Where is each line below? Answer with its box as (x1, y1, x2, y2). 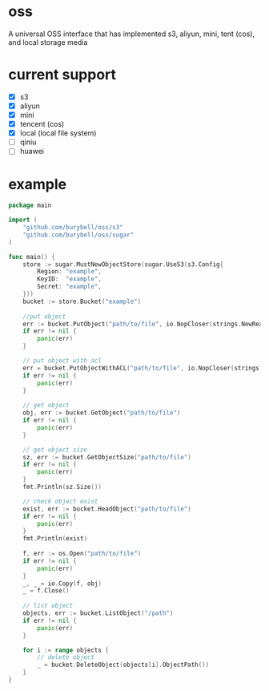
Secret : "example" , (37, 283, 102, 291)
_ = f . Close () (22, 587, 70, 595)
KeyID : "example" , (37, 275, 102, 283)
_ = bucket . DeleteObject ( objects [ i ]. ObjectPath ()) (37, 661, 210, 669)
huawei (19, 147, 44, 156)
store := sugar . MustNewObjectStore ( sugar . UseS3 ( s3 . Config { (22, 260, 224, 269)
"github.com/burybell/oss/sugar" (22, 231, 134, 239)
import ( (8, 216, 38, 224)
